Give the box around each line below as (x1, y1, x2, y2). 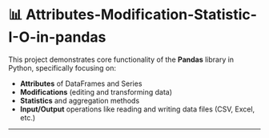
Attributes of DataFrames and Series (19, 79, 143, 88)
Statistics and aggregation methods (19, 95, 140, 105)
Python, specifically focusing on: (8, 63, 116, 72)
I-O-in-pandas (8, 28, 106, 47)
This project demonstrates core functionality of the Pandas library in (8, 55, 235, 64)
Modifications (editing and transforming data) (19, 87, 173, 96)
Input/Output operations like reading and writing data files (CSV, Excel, (19, 104, 255, 114)
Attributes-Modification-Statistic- (25, 6, 258, 24)
